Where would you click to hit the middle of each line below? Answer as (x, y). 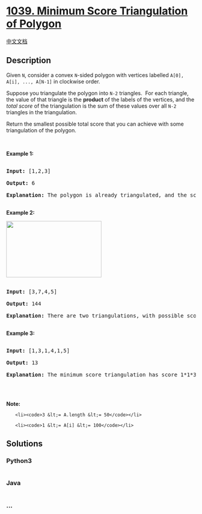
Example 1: (20, 153)
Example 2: (20, 212)
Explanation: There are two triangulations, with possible (95, 316)
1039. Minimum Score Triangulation (97, 11)
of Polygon (34, 24)
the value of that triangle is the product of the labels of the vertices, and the (100, 99)
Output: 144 (24, 304)
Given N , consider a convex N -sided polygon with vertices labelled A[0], (95, 75)
